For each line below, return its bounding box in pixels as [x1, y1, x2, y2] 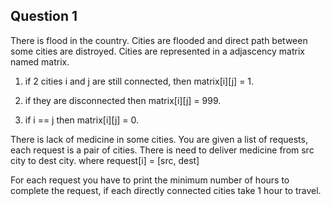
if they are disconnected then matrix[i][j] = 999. [24, 94, 222, 106]
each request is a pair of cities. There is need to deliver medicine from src [10, 144, 315, 156]
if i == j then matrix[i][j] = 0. [24, 114, 140, 126]
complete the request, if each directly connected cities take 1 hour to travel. [10, 184, 322, 196]
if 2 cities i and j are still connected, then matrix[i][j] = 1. [24, 75, 255, 87]
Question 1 [10, 8, 78, 25]
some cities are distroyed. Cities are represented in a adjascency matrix [10, 45, 305, 57]
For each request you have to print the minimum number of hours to [10, 174, 290, 186]
